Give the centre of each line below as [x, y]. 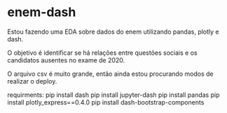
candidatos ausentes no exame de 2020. [66, 60]
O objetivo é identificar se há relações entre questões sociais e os [102, 53]
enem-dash [42, 12]
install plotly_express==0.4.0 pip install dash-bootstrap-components [106, 102]
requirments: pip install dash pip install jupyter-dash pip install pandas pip [113, 95]
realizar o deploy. [32, 81]
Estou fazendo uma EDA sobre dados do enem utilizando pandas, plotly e [113, 32]
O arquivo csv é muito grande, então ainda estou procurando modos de [110, 74]
